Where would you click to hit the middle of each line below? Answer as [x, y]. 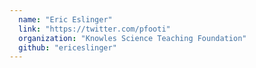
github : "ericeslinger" [67, 47]
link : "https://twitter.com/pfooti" [94, 29]
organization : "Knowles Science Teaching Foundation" [132, 38]
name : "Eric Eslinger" [65, 19]
